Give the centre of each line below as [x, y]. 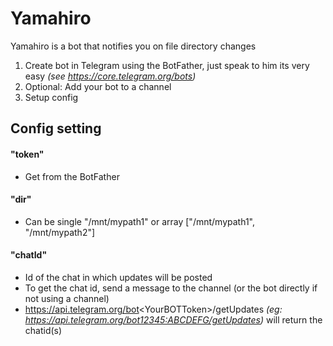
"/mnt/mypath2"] [60, 232]
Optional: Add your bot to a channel [98, 86]
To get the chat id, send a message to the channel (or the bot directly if [171, 288]
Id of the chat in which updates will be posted [118, 277]
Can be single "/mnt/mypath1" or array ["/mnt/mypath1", [139, 221]
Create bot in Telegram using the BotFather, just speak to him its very [167, 65]
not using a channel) [67, 298]
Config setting [56, 128]
